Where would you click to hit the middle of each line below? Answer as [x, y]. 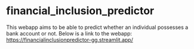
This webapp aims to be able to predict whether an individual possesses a [97, 27]
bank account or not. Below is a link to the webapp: [69, 33]
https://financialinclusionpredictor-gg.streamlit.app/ [70, 40]
